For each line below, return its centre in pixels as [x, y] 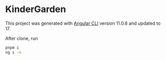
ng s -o [13, 52]
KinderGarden [36, 9]
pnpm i [12, 47]
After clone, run [22, 38]
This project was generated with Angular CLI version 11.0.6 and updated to [83, 23]
